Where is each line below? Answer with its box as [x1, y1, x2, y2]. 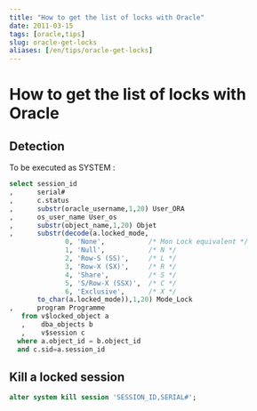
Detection [9, 139, 65, 154]
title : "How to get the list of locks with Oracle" [9, 12, 205, 22]
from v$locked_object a [20, 312, 109, 321]
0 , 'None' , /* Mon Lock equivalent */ [65, 238, 249, 246]
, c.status [9, 196, 69, 205]
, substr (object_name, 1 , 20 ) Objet [9, 221, 157, 230]
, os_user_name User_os [9, 213, 117, 222]
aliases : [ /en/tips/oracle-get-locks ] [9, 46, 153, 55]
